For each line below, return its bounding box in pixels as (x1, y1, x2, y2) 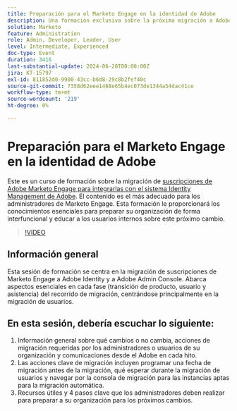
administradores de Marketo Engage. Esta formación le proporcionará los (7, 199, 220, 208)
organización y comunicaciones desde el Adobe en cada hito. (17, 351, 197, 360)
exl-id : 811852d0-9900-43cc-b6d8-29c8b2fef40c (7, 75, 147, 83)
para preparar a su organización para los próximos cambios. (17, 396, 193, 405)
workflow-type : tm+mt (7, 89, 71, 96)
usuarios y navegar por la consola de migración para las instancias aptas (17, 374, 230, 382)
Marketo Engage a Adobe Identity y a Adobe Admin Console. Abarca (7, 274, 207, 283)
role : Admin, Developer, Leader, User (7, 37, 121, 44)
